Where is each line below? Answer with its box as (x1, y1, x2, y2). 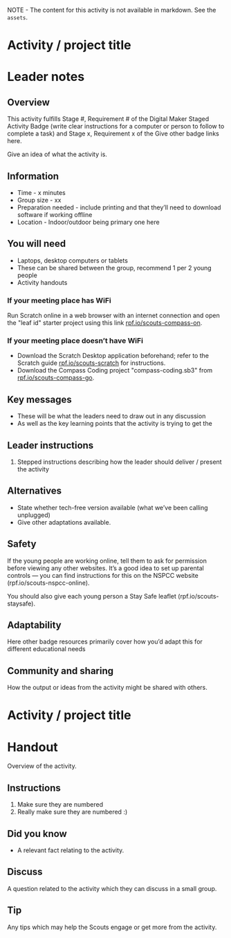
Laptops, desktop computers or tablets (17, 256, 128, 265)
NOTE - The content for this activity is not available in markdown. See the (7, 6, 216, 14)
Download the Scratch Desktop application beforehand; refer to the (17, 352, 210, 360)
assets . (7, 13, 28, 21)
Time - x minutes (17, 189, 66, 196)
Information (7, 170, 59, 182)
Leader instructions (7, 439, 94, 451)
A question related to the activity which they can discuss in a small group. (7, 884, 217, 892)
